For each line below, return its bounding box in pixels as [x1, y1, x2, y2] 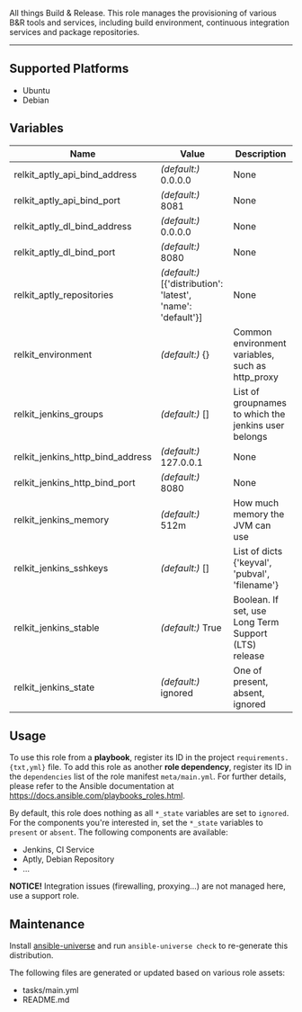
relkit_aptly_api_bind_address [13, 168, 138, 181]
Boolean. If [233, 593, 279, 605]
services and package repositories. [9, 27, 140, 37]
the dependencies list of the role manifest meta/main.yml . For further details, [9, 771, 287, 782]
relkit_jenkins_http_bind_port [13, 476, 136, 488]
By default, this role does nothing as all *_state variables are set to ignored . [9, 808, 289, 819]
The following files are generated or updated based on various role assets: [9, 967, 286, 979]
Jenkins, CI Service [22, 845, 94, 855]
